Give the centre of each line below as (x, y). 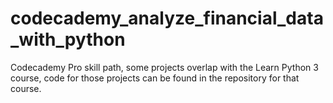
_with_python (68, 39)
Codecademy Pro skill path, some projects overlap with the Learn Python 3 (164, 67)
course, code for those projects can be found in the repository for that (155, 78)
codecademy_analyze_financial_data (167, 18)
